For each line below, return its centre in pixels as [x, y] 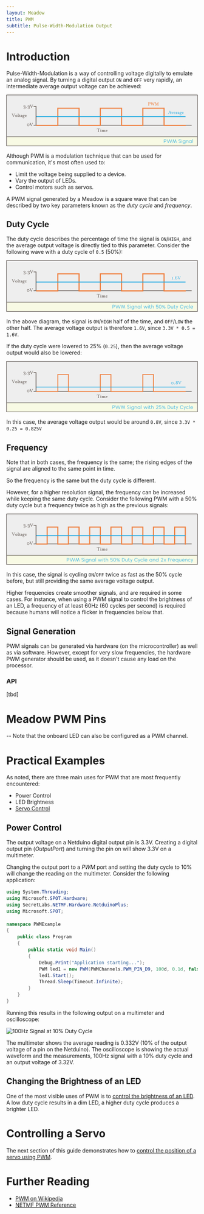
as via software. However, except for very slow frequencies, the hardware [99, 653]
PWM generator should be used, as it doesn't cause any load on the [91, 659]
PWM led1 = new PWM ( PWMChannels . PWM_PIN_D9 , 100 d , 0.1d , [112, 969]
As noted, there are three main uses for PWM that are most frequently [93, 777]
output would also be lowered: [44, 353]
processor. [20, 665]
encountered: [23, 784]
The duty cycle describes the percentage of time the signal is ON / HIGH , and [99, 239]
